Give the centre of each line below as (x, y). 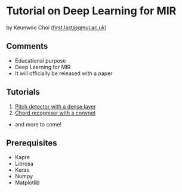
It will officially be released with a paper (64, 73)
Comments (27, 46)
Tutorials (23, 92)
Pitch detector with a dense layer (55, 106)
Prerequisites (32, 143)
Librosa (24, 164)
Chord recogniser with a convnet (55, 113)
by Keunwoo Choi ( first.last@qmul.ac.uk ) (57, 27)
